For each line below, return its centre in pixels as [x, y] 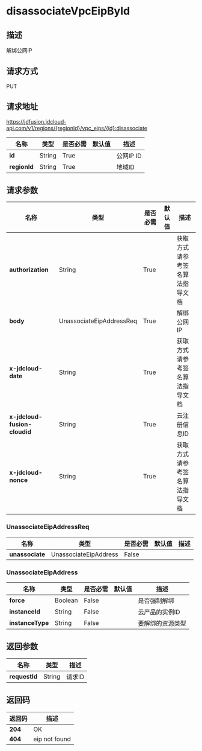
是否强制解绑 [156, 601]
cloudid [20, 432]
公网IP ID [129, 156]
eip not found [52, 739]
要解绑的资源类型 [162, 624]
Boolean [66, 600]
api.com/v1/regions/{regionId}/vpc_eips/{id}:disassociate [77, 128]
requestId [23, 676]
